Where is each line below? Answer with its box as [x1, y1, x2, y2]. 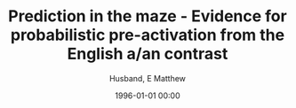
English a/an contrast [67, 44, 228, 64]
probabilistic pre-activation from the [10, 25, 285, 45]
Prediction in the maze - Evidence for [8, 6, 287, 27]
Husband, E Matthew [108, 73, 187, 83]
